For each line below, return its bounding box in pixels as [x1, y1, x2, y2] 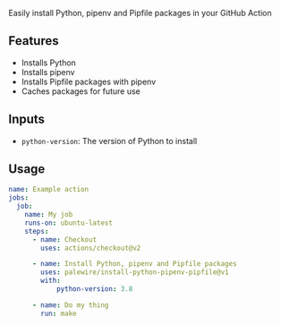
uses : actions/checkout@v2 [40, 244, 141, 252]
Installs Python [21, 57, 77, 68]
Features [8, 33, 59, 48]
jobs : [8, 193, 29, 202]
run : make [40, 309, 77, 318]
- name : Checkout [31, 235, 98, 244]
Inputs [8, 112, 46, 127]
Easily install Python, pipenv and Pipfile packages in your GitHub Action [8, 8, 272, 18]
